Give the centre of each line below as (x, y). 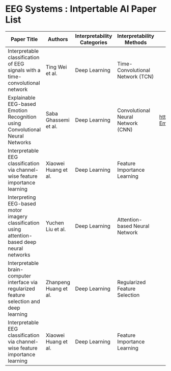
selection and (24, 301)
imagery (18, 216)
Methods (136, 42)
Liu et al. (56, 229)
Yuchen (55, 223)
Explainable (22, 98)
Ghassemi (58, 120)
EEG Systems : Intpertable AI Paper (81, 9)
